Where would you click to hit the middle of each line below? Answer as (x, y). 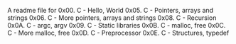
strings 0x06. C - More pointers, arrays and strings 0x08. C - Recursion (112, 18)
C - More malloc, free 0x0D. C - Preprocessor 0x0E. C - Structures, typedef (118, 33)
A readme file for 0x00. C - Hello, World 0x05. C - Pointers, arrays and (111, 10)
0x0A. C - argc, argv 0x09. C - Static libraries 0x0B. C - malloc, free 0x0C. (117, 25)
